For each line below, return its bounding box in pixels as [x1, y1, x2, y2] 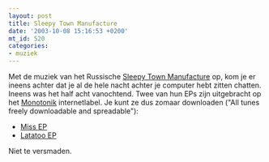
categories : [8, 42, 49, 50]
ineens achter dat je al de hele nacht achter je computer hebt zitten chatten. [8, 80, 262, 90]
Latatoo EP [19, 130, 57, 140]
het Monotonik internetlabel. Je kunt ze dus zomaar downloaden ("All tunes [8, 98, 260, 107]
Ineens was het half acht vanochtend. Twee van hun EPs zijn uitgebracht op [8, 89, 262, 98]
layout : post [8, 11, 53, 20]
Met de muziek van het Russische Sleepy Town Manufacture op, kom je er [8, 72, 256, 81]
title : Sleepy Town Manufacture [8, 19, 117, 28]
